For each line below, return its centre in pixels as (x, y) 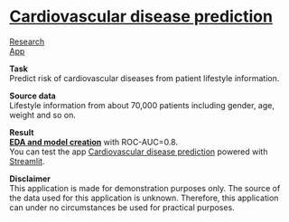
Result (22, 132)
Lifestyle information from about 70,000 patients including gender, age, (142, 105)
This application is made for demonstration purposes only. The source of (145, 188)
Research (27, 42)
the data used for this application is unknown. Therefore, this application (144, 198)
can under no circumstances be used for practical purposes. (122, 207)
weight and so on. (43, 115)
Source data (33, 96)
